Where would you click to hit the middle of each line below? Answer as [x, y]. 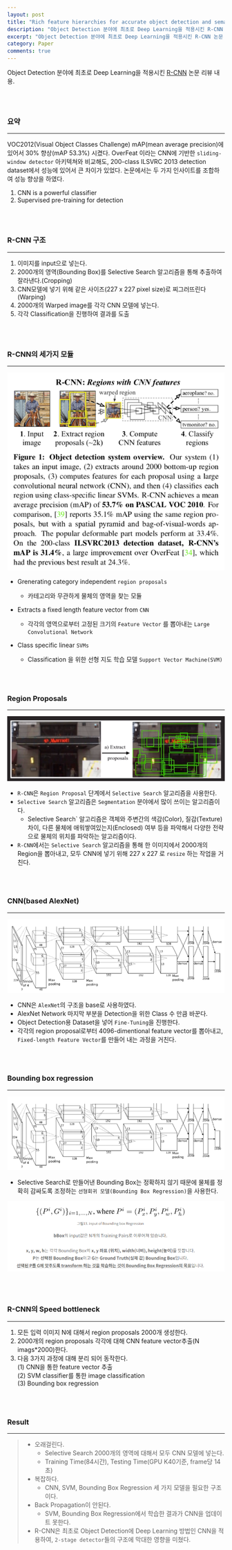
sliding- [209, 154]
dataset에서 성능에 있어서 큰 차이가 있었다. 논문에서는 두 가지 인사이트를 [104, 170]
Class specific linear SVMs [53, 645]
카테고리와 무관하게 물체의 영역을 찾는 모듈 [85, 596]
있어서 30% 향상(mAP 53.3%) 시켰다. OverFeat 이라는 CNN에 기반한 [101, 153]
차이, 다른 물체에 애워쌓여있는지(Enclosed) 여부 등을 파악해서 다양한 [119, 828]
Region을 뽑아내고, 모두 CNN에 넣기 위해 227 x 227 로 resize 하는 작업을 [117, 853]
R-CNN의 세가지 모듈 [40, 354]
